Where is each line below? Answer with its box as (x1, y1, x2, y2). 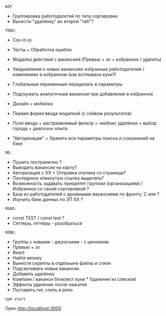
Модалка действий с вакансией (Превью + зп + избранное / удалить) (12, 56, 161, 62)
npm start (5, 296, 26, 301)
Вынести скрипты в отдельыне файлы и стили (12, 260, 111, 266)
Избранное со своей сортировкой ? (12, 186, 89, 191)
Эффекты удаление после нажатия (12, 281, 87, 287)
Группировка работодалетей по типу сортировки (12, 13, 118, 19)
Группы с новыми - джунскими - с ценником (12, 239, 109, 245)
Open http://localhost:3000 (5, 305, 61, 311)
